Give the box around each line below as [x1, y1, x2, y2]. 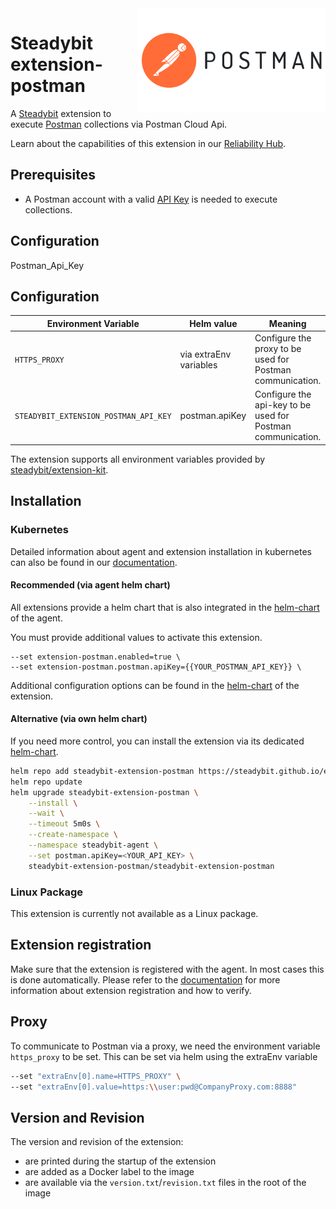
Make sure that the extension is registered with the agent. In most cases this [10, 963, 325, 975]
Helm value [189, 317, 238, 329]
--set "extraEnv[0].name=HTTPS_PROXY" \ [10, 1071, 182, 1081]
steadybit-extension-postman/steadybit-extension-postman [28, 861, 275, 871]
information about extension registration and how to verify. [10, 984, 252, 996]
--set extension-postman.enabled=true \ [10, 652, 182, 662]
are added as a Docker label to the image [24, 1166, 195, 1178]
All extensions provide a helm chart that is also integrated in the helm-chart [10, 601, 320, 613]
